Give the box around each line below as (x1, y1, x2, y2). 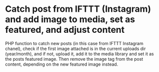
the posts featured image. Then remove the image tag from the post (5, 56, 143, 62)
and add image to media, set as (5, 14, 135, 25)
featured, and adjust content (5, 24, 125, 35)
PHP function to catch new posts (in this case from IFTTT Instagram (5, 40, 144, 46)
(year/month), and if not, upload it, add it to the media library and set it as (5, 50, 154, 57)
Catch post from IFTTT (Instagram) (5, 3, 152, 15)
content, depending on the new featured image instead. (5, 61, 119, 67)
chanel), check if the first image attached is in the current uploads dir (5, 46, 146, 51)
